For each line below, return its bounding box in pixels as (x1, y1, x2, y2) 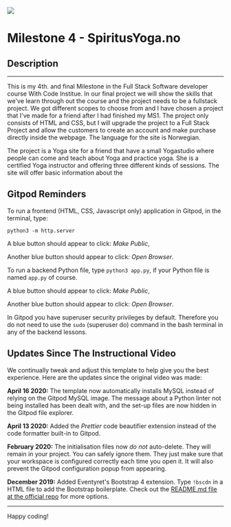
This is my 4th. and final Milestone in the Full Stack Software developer (7, 82, 208, 90)
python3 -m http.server (7, 227, 76, 234)
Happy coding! (7, 512, 49, 520)
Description (7, 58, 58, 69)
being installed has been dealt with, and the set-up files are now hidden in (7, 401, 217, 410)
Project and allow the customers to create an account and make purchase (7, 126, 217, 134)
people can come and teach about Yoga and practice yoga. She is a (7, 154, 199, 162)
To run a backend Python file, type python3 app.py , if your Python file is (7, 266, 210, 274)
